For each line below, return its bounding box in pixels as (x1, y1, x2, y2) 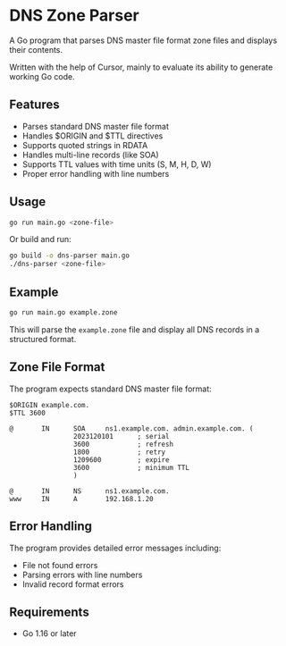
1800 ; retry (72, 448, 166, 457)
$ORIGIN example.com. (9, 400, 90, 409)
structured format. (9, 333, 77, 344)
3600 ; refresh (72, 440, 174, 449)
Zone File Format (9, 359, 105, 375)
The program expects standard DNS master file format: (9, 383, 212, 394)
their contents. (9, 44, 63, 55)
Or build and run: (9, 234, 71, 245)
